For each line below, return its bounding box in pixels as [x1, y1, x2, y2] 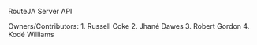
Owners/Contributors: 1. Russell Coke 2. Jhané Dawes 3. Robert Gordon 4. [8, 22, 250, 30]
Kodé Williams [8, 30, 54, 39]
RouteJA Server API [8, 7, 73, 16]
